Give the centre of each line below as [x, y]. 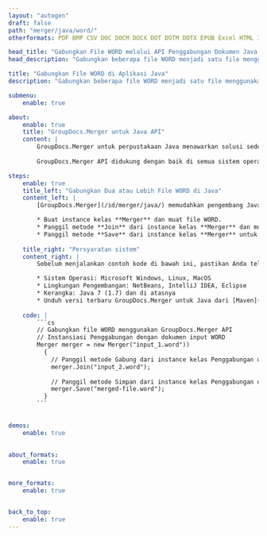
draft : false [30, 23]
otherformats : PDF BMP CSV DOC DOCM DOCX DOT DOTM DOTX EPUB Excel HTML [131, 38]
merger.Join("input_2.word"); [101, 367]
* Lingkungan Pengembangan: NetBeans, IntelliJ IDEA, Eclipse [142, 286]
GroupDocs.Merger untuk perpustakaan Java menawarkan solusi [140, 147]
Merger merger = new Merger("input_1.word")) [114, 345]
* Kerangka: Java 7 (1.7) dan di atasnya [106, 293]
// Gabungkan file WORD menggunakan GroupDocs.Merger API [135, 330]
